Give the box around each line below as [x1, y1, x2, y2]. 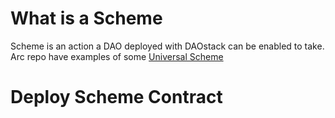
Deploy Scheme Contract [10, 86, 223, 109]
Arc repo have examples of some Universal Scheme [10, 50, 224, 62]
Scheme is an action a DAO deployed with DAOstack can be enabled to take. [10, 40, 325, 52]
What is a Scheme [10, 7, 163, 30]
